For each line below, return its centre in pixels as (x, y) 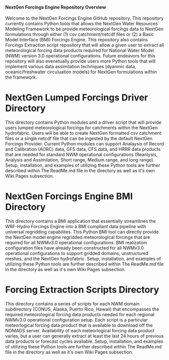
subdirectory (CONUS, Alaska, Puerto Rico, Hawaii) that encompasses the (82, 309)
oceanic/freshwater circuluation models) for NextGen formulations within (81, 72)
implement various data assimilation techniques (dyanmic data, (71, 67)
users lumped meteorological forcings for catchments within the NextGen (81, 128)
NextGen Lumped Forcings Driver (77, 98)
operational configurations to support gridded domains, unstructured (77, 253)
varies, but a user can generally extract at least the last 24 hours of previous (84, 336)
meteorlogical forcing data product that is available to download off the (79, 325)
